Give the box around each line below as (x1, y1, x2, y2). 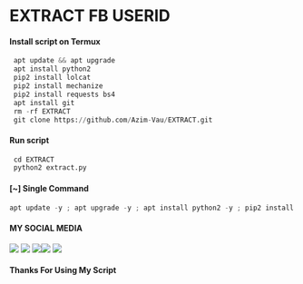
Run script (9, 134, 50, 145)
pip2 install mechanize (13, 82, 103, 91)
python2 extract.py (13, 163, 88, 172)
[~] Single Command (9, 182, 89, 193)
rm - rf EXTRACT (13, 106, 71, 116)
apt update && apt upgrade (13, 56, 116, 65)
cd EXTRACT (13, 155, 54, 164)
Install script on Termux (9, 35, 102, 46)
